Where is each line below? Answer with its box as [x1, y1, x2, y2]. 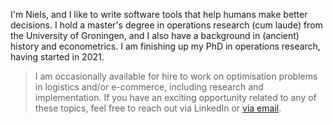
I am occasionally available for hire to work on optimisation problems [34, 70, 318, 82]
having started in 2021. [10, 51, 105, 63]
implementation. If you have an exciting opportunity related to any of [34, 92, 317, 103]
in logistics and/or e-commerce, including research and [34, 81, 264, 93]
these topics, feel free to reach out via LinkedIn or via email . [34, 102, 282, 114]
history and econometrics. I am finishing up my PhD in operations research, [10, 40, 321, 52]
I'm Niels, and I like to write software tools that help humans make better [10, 9, 308, 20]
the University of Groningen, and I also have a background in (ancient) [10, 30, 300, 41]
